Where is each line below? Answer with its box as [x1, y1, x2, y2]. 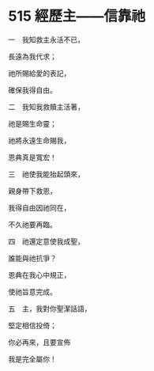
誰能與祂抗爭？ [8, 253, 57, 263]
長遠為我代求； [8, 51, 57, 61]
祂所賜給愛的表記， [8, 68, 71, 78]
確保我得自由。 [8, 85, 57, 95]
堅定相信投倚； [8, 320, 57, 330]
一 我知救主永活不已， [8, 35, 85, 44]
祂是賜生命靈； [8, 119, 57, 128]
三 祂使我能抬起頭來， [8, 169, 85, 179]
